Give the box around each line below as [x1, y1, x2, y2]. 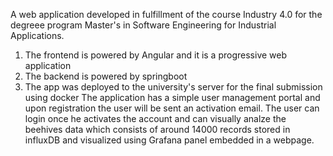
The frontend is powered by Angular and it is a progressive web [24, 49, 288, 61]
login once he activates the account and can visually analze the [24, 113, 287, 124]
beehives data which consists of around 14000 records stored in [24, 124, 291, 135]
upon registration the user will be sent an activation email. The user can [24, 102, 320, 114]
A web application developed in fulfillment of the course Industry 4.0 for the [10, 9, 323, 20]
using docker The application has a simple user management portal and [24, 92, 321, 103]
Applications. [10, 30, 65, 41]
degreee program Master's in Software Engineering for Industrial [10, 19, 277, 31]
